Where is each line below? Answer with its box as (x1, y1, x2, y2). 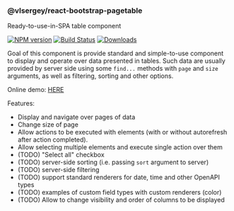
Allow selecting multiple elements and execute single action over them (17, 143, 223, 152)
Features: (7, 99, 35, 108)
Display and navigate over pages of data (17, 113, 136, 122)
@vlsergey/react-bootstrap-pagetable (7, 6, 143, 16)
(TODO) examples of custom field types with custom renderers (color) (17, 188, 222, 197)
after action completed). (17, 135, 88, 144)
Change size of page (17, 120, 79, 129)
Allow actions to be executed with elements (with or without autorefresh (17, 128, 228, 137)
